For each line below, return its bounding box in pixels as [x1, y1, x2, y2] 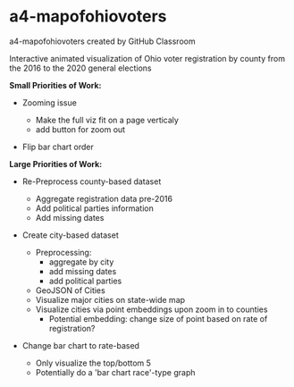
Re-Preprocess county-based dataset [21, 176, 162, 187]
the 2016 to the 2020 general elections [9, 63, 152, 73]
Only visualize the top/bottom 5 [35, 358, 152, 368]
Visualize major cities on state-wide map [35, 294, 186, 305]
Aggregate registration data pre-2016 [35, 193, 172, 204]
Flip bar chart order [21, 141, 94, 152]
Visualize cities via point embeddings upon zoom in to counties [35, 304, 268, 315]
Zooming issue [21, 97, 78, 108]
